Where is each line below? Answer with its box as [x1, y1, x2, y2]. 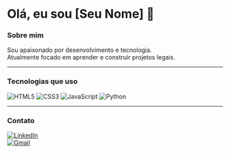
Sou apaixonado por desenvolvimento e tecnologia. [7, 46, 152, 54]
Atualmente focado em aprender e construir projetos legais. [7, 53, 176, 61]
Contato [7, 115, 35, 125]
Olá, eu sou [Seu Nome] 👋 [7, 6, 155, 22]
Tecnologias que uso [7, 76, 78, 86]
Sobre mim [7, 31, 44, 40]
